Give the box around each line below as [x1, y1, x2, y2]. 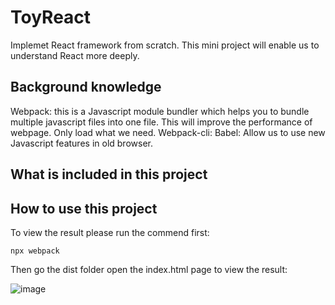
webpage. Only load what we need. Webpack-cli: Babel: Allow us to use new [10, 126, 326, 138]
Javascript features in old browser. [10, 137, 153, 149]
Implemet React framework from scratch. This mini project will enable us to [10, 39, 320, 51]
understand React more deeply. [10, 49, 140, 61]
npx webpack [10, 246, 60, 256]
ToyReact [10, 6, 92, 29]
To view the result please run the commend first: [10, 226, 210, 238]
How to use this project [10, 200, 158, 217]
